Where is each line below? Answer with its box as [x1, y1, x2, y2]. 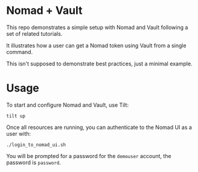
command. [6, 48, 33, 55]
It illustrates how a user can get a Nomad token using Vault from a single [6, 42, 187, 49]
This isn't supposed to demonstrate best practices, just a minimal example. [6, 60, 193, 67]
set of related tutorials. [6, 30, 63, 37]
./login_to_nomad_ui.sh [6, 142, 66, 148]
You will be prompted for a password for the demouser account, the [6, 152, 171, 159]
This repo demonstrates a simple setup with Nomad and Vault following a [6, 24, 188, 31]
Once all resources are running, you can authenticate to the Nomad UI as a [6, 124, 192, 131]
